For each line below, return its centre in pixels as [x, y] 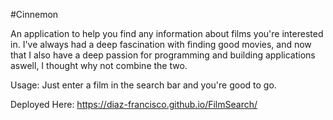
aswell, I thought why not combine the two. [99, 65]
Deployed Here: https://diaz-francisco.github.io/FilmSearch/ [134, 104]
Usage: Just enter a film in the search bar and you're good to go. [143, 85]
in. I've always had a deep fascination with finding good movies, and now [161, 44]
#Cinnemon [34, 14]
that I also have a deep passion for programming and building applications [163, 55]
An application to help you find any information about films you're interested [167, 33]
